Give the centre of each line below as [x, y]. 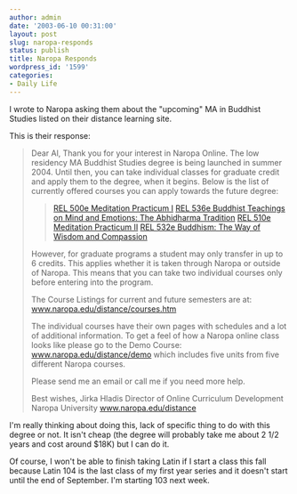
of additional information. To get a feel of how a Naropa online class [155, 336]
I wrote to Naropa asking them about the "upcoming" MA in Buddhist [135, 109]
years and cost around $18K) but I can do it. [89, 444]
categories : [31, 76]
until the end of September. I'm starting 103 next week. [110, 480]
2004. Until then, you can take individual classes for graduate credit [155, 172]
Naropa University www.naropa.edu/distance [114, 408]
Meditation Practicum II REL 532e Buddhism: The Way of [157, 227]
